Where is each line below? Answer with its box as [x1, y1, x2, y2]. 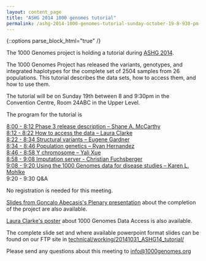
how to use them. [6, 80, 50, 88]
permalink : [6, 20, 34, 26]
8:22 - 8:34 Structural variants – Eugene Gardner [6, 136, 130, 143]
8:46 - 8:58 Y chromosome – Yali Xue [6, 149, 101, 157]
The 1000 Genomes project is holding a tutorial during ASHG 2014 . [6, 49, 175, 56]
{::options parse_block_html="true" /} [6, 37, 101, 45]
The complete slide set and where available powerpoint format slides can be [6, 229, 199, 236]
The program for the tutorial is [6, 111, 83, 119]
